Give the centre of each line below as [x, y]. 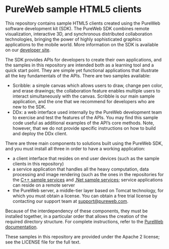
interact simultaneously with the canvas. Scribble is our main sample [83, 96]
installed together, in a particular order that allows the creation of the [76, 216]
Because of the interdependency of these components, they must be [77, 211]
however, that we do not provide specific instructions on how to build [84, 128]
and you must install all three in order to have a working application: [75, 148]
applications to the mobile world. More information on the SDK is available [82, 44]
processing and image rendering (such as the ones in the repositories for [88, 174]
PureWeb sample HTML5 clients [73, 9]
